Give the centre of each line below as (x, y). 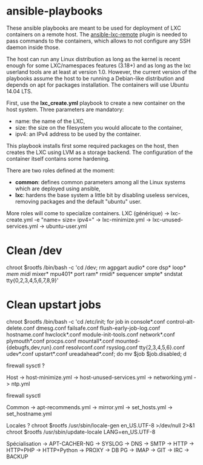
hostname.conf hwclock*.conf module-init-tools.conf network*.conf (91, 334)
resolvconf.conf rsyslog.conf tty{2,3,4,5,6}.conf (125, 347)
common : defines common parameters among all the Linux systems (100, 182)
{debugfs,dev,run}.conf (35, 347)
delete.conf (21, 328)
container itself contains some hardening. (58, 158)
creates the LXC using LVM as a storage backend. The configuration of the (100, 152)
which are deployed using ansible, (58, 189)
